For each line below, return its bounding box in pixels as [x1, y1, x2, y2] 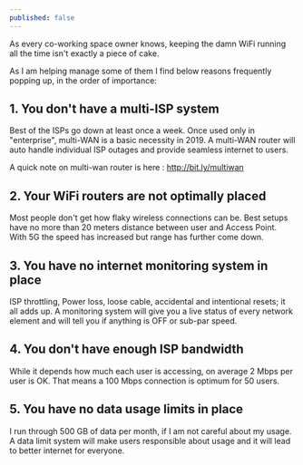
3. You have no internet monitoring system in [9, 257, 269, 273]
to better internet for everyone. [9, 445, 125, 456]
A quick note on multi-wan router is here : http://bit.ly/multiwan [9, 162, 245, 173]
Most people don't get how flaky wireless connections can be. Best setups [9, 212, 288, 223]
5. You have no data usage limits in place [9, 402, 243, 417]
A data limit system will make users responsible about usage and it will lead [9, 435, 291, 446]
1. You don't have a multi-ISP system [9, 102, 220, 117]
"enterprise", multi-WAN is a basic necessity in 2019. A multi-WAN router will [9, 135, 296, 146]
